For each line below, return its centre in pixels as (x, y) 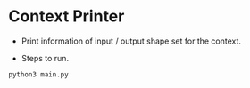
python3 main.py (38, 74)
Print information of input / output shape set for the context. (131, 41)
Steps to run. (45, 58)
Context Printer (67, 16)
